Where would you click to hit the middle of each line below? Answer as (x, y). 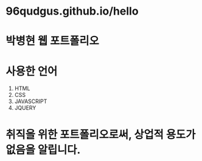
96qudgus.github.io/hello (72, 11)
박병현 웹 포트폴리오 (53, 41)
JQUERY (25, 108)
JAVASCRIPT (31, 101)
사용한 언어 (32, 71)
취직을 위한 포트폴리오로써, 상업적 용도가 (101, 134)
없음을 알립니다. (43, 150)
